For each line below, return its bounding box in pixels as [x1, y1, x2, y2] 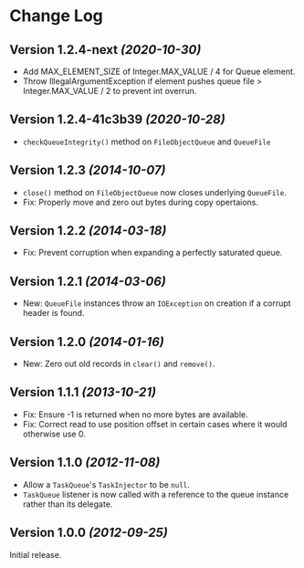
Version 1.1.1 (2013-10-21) [9, 384, 157, 400]
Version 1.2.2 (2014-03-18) [9, 223, 167, 238]
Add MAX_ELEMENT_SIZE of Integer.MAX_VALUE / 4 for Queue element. [22, 66, 296, 77]
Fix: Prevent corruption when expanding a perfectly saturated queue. [22, 247, 283, 258]
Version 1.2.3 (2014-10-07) [9, 163, 166, 178]
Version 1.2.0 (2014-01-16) [9, 334, 164, 350]
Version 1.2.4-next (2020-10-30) [9, 42, 202, 58]
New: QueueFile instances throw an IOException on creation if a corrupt [22, 298, 291, 309]
